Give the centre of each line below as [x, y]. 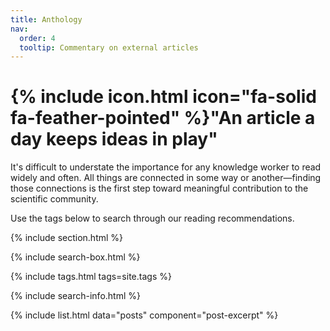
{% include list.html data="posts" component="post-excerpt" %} [144, 315]
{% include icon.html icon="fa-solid [163, 97]
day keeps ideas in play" [114, 139]
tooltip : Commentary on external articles [109, 47]
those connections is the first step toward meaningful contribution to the [159, 188]
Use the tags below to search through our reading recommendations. [152, 218]
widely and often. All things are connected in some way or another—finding [166, 178]
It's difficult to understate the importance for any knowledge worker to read [166, 167]
